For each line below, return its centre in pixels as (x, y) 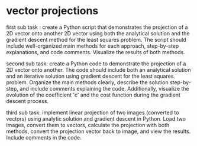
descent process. (28, 101)
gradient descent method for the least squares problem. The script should (96, 39)
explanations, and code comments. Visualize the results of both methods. (96, 52)
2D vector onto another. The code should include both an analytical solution (98, 69)
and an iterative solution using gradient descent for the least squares (90, 76)
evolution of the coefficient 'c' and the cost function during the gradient (93, 95)
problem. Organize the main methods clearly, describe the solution (87, 82)
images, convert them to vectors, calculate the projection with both (88, 125)
